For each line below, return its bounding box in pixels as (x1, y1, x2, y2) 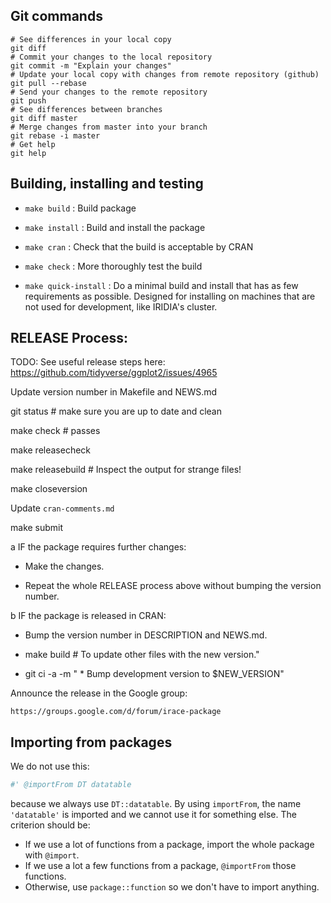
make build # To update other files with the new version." (24, 649, 260, 661)
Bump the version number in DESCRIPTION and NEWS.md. (24, 629, 268, 641)
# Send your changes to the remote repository (10, 87, 208, 97)
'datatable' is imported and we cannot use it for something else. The (10, 809, 297, 821)
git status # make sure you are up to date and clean (10, 405, 222, 418)
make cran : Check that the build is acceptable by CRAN (24, 240, 254, 253)
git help (10, 148, 47, 158)
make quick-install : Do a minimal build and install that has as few (24, 279, 299, 291)
